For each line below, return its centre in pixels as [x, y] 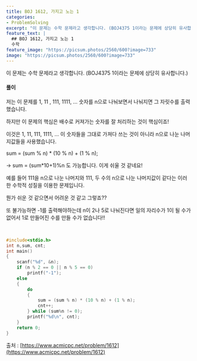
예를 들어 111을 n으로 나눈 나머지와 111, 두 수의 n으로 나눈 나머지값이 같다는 [91, 178]
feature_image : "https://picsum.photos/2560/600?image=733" [81, 50]
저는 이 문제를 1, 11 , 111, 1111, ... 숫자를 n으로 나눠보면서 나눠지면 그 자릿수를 [93, 101]
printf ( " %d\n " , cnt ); [54, 317]
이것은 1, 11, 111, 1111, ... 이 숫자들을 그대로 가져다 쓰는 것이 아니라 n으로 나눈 [93, 134]
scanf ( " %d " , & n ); [38, 262]
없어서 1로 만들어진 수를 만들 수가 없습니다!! [56, 217]
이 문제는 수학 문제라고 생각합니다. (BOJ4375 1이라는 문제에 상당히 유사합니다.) [97, 73]
